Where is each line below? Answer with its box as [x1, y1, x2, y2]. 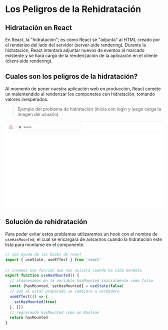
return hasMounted [9, 315, 48, 320]
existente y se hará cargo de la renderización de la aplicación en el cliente [5, 52, 158, 58]
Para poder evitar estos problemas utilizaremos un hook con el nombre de [5, 231, 158, 237]
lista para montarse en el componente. [5, 241, 85, 247]
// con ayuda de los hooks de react [5, 251, 81, 257]
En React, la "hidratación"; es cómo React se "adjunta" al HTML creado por [5, 36, 160, 42]
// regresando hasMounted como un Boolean [9, 310, 99, 315]
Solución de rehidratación [5, 217, 87, 226]
